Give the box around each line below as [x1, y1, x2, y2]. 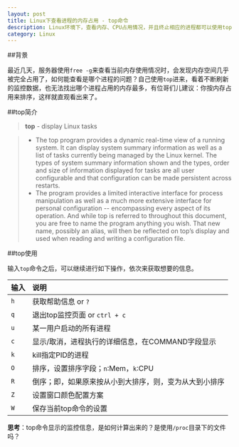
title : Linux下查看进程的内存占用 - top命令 [7, 17, 129, 24]
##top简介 [7, 108, 38, 116]
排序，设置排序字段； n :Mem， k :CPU [32, 364, 154, 374]
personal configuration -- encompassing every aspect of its [35, 204, 211, 212]
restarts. [35, 181, 60, 190]
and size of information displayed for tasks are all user [35, 166, 195, 175]
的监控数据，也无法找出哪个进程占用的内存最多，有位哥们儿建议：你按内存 [7, 83, 225, 93]
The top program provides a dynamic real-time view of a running [35, 136, 225, 145]
